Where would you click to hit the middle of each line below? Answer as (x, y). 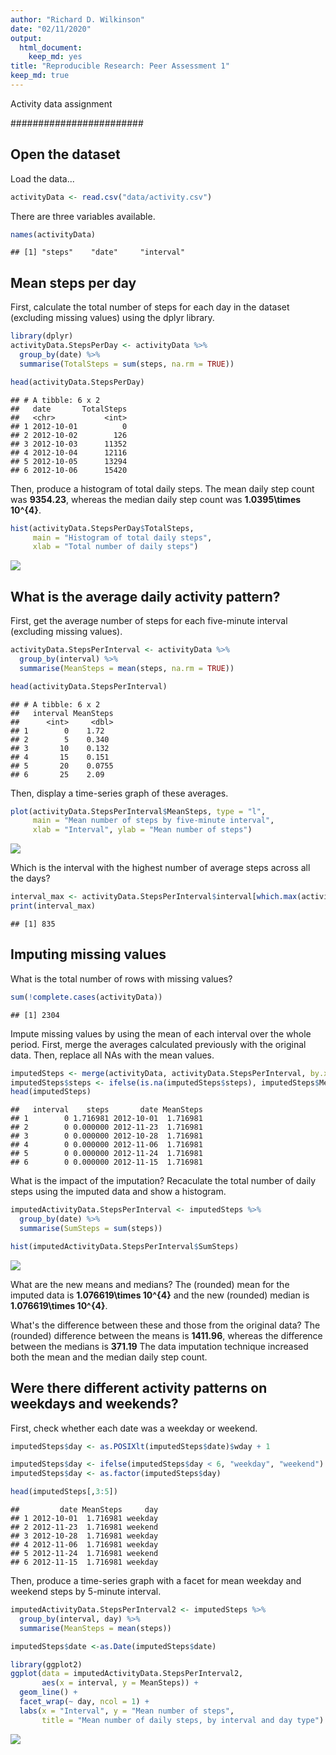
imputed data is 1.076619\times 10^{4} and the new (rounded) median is (160, 1295)
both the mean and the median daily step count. (109, 1357)
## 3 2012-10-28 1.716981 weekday (84, 1536)
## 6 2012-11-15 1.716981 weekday (84, 1562)
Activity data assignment (61, 103)
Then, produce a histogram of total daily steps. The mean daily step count (162, 488)
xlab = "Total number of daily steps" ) (115, 547)
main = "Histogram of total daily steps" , (122, 537)
